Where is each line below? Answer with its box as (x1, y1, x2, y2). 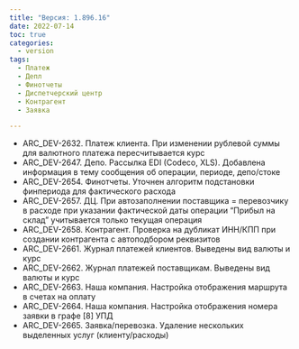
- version (17, 47, 54, 56)
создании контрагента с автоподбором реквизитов (22, 234, 221, 244)
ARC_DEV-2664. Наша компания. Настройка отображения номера (22, 301, 278, 312)
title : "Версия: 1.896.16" (9, 13, 111, 23)
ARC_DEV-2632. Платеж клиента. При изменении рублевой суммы (22, 138, 281, 149)
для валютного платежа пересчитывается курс (22, 148, 205, 159)
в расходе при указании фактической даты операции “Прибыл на (22, 205, 276, 216)
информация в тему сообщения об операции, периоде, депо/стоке (22, 167, 281, 178)
